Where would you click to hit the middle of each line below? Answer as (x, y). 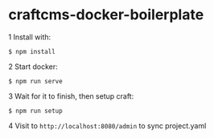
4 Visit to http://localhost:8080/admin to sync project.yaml (107, 125)
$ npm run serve (35, 81)
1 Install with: (30, 37)
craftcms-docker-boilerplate (106, 15)
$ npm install (32, 51)
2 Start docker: (33, 67)
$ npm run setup (35, 111)
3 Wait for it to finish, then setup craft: (71, 96)
